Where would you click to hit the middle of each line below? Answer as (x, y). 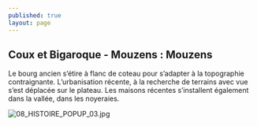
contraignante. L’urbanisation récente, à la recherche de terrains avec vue (128, 82)
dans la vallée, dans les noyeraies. (64, 98)
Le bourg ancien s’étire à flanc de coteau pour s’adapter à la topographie (126, 74)
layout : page (30, 23)
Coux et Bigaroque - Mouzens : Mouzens (110, 55)
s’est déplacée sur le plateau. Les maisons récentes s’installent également (128, 91)
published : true (35, 15)
